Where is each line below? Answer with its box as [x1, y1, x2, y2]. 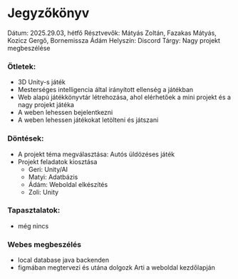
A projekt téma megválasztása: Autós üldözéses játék [17, 150, 175, 158]
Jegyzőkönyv [7, 5, 90, 21]
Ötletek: [7, 61, 36, 71]
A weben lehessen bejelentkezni [17, 108, 113, 117]
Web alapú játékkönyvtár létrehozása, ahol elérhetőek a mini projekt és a [17, 93, 232, 101]
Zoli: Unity [28, 188, 59, 196]
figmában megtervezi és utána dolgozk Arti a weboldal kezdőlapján [17, 263, 215, 272]
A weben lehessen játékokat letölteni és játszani [17, 116, 159, 124]
